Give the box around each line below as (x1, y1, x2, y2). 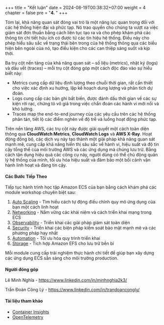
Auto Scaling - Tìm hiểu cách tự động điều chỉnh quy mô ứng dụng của (12, 199, 156, 205)
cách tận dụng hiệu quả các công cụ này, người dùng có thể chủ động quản (5, 152, 158, 158)
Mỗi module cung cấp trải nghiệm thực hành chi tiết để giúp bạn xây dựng (5, 250, 154, 256)
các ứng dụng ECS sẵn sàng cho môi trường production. (5, 255, 118, 261)
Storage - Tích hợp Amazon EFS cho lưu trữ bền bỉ (12, 240, 114, 247)
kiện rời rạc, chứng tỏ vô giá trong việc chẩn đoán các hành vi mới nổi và (12, 101, 159, 106)
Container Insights (12, 309, 49, 315)
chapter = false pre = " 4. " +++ (5, 10, 68, 16)
